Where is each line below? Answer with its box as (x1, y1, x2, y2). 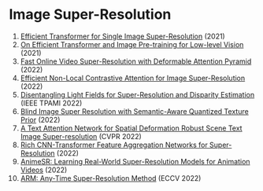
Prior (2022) (20, 115, 61, 124)
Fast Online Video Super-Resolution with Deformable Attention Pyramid (20, 57, 252, 66)
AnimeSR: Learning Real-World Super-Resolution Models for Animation (20, 156, 250, 166)
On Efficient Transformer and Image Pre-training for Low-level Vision (20, 39, 244, 49)
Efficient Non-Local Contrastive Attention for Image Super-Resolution (20, 73, 246, 83)
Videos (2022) (20, 165, 68, 174)
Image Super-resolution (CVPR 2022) (20, 131, 143, 141)
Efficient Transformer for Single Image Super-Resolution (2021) (20, 31, 225, 41)
